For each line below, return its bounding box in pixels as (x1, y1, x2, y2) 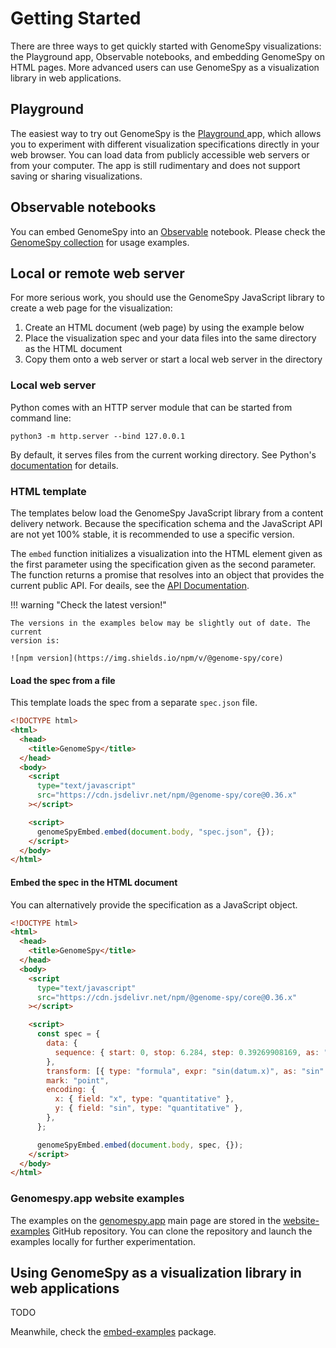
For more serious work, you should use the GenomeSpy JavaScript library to (10, 292, 325, 304)
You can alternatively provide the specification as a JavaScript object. (10, 898, 298, 911)
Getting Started (10, 7, 142, 30)
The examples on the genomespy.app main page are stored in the (10, 1214, 282, 1226)
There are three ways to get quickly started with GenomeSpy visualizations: (10, 40, 322, 52)
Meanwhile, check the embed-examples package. (10, 1326, 217, 1338)
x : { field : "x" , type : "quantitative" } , (54, 1094, 235, 1104)
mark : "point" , (46, 1075, 110, 1086)
